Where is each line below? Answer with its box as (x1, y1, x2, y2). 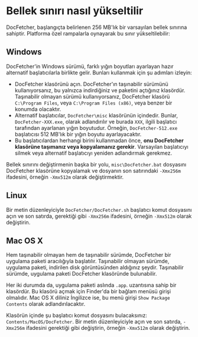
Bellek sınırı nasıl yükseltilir (6, 4, 144, 18)
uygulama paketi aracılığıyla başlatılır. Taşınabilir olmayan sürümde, (6, 258, 170, 265)
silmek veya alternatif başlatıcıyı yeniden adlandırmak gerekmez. (14, 149, 173, 156)
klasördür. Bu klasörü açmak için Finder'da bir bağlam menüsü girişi (6, 288, 171, 295)
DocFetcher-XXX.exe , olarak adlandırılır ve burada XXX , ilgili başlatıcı (14, 118, 177, 125)
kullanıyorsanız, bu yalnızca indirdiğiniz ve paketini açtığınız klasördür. (14, 87, 186, 94)
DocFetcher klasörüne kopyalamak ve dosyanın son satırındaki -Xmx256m (6, 167, 181, 174)
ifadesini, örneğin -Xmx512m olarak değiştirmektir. (6, 173, 124, 181)
